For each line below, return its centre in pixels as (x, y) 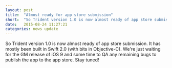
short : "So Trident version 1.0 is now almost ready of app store (79, 19)
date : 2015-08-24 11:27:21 (36, 24)
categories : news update (32, 29)
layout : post (19, 10)
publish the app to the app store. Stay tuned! (52, 60)
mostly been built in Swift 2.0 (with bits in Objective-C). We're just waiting (83, 49)
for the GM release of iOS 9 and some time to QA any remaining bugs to (81, 55)
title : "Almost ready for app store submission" (59, 15)
